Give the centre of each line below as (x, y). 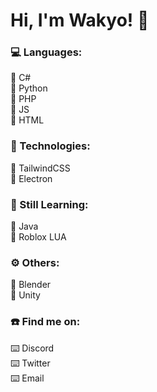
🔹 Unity (25, 295)
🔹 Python (29, 88)
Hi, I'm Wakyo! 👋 (80, 20)
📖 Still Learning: (49, 204)
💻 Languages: (46, 52)
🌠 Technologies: (50, 146)
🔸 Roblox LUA (38, 237)
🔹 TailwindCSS (40, 168)
